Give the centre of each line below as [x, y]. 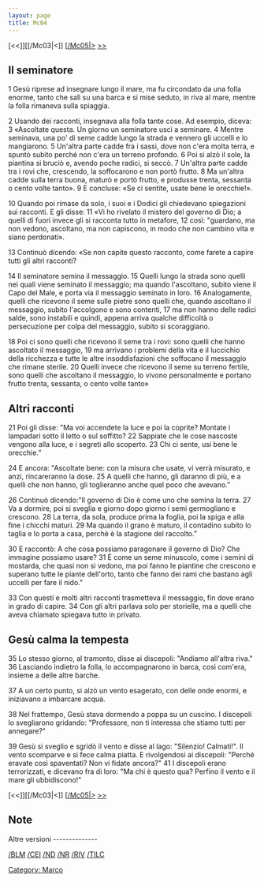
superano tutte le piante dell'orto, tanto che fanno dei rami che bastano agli [130, 574]
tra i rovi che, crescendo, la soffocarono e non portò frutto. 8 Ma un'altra [126, 171]
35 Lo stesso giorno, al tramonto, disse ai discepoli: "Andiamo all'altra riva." [131, 658]
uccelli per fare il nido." [46, 583]
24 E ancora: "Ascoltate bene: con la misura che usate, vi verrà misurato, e [129, 468]
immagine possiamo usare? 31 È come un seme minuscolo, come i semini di [131, 557]
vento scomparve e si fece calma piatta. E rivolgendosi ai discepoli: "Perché [131, 754]
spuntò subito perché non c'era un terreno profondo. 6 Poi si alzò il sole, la [129, 155]
